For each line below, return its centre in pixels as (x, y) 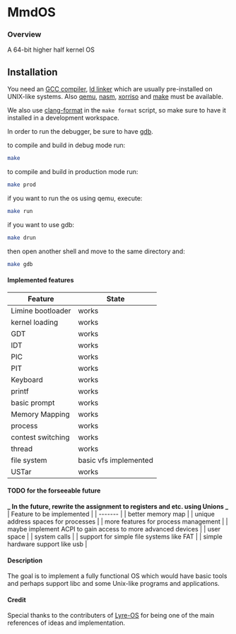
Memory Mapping (41, 414)
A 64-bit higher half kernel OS (51, 50)
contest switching (40, 437)
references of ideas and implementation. (66, 623)
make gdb (20, 264)
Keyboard (27, 379)
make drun (22, 238)
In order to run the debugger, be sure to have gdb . (80, 132)
